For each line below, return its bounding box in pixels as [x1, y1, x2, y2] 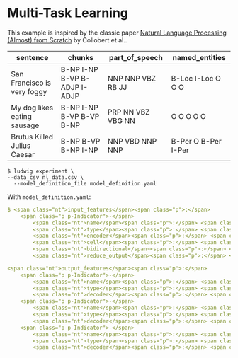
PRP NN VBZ [107, 107, 150, 117]
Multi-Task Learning [7, 5, 129, 21]
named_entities [172, 52, 226, 62]
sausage [11, 120, 40, 130]
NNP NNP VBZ [107, 73, 157, 83]
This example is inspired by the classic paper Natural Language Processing [7, 28, 227, 37]
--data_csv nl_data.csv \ [7, 173, 84, 181]
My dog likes [11, 103, 54, 112]
